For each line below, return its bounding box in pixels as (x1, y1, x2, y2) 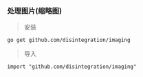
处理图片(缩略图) (7, 5, 62, 15)
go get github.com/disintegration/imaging (7, 36, 131, 44)
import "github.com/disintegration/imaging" (7, 63, 137, 70)
